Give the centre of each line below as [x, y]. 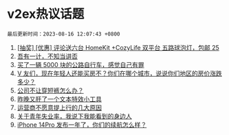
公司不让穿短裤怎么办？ [50, 90]
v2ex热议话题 [46, 14]
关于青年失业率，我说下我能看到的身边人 [74, 116]
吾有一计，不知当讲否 [47, 56]
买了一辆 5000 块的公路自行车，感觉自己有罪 [80, 64]
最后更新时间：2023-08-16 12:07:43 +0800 [64, 34]
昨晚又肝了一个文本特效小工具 [59, 99]
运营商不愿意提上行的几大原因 [59, 108]
